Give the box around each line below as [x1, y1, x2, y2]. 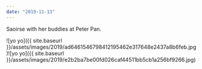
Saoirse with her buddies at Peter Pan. [6, 25, 101, 32]
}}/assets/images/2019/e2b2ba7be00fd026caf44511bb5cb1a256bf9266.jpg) [6, 56, 196, 63]
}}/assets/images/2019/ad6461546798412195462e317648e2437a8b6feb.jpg [6, 43, 197, 50]
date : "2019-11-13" [6, 8, 55, 15]
